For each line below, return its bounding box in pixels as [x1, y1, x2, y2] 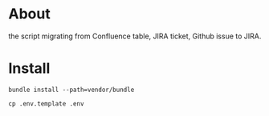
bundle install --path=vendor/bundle [8, 86, 135, 94]
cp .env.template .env [8, 99, 84, 108]
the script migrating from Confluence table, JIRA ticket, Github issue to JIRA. [8, 31, 262, 41]
